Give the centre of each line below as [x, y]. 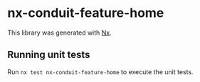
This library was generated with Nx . [59, 33]
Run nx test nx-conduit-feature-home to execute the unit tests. [100, 71]
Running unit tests [49, 55]
